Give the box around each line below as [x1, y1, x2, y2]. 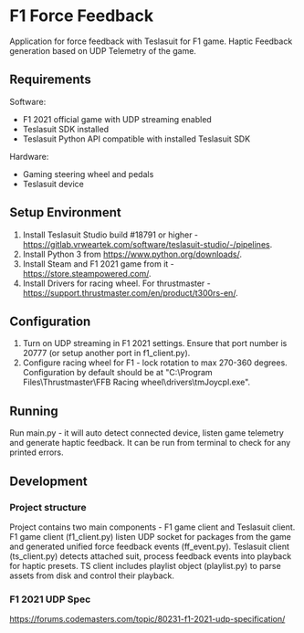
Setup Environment [9, 205, 121, 220]
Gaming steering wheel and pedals [22, 168, 154, 179]
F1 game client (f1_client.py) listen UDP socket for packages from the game [9, 531, 292, 542]
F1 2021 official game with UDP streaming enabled [22, 113, 212, 124]
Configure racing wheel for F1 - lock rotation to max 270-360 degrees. [22, 357, 288, 368]
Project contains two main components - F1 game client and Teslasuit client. [9, 522, 296, 533]
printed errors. [9, 447, 64, 458]
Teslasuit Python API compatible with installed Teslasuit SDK [22, 133, 251, 144]
